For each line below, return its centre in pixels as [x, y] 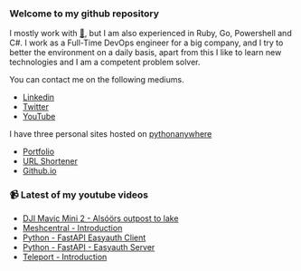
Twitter [36, 107]
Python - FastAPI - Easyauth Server [89, 247]
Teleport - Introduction [65, 256]
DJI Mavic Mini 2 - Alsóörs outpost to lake [100, 218]
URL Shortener [50, 161]
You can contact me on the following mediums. [97, 80]
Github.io [39, 171]
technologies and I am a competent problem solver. [105, 63]
